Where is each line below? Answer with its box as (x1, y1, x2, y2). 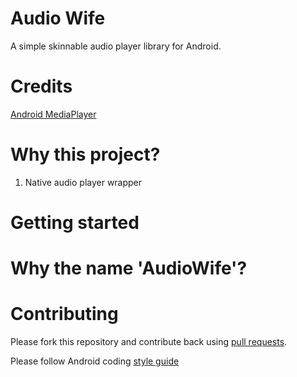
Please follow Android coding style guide (10, 355, 180, 367)
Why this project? (10, 143, 161, 166)
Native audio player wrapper (24, 176, 143, 188)
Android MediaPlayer (10, 108, 97, 120)
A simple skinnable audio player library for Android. (10, 40, 222, 52)
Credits (10, 75, 73, 98)
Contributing (10, 303, 119, 326)
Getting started (10, 212, 140, 234)
